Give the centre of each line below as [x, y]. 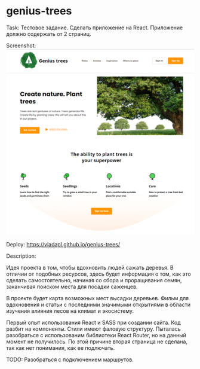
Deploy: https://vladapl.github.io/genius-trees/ [63, 244]
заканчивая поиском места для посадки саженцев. [72, 286]
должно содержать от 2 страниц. [49, 33]
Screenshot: [21, 45]
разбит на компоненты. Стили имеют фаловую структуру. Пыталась [93, 329]
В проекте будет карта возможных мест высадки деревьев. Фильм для [98, 298]
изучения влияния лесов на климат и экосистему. [70, 311]
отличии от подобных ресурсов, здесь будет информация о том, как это [99, 274]
